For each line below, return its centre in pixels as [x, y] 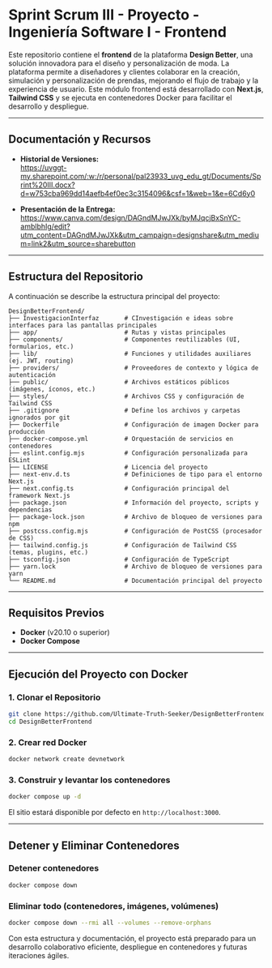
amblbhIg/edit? [45, 226]
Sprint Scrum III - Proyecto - [104, 15]
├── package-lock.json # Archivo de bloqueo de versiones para [136, 516]
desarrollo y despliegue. [49, 106]
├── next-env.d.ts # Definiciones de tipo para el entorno [136, 474]
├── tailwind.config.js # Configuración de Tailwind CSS [123, 545]
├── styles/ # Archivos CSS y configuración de [126, 396]
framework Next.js [39, 495]
